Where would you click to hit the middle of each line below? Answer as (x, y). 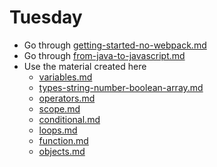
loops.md (58, 130)
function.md (63, 140)
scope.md (59, 108)
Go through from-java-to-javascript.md (104, 55)
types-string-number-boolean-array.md (121, 87)
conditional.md (69, 119)
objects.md (62, 151)
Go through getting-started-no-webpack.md (115, 45)
